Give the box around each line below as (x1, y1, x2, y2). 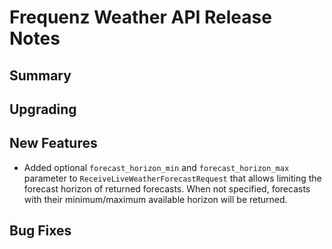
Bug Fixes (9, 222, 72, 240)
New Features (9, 135, 98, 152)
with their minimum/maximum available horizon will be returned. (23, 193, 288, 205)
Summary (9, 67, 72, 84)
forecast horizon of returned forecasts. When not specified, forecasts (23, 182, 311, 195)
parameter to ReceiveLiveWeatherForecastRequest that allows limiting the (23, 172, 322, 184)
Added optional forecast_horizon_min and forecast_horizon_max (23, 161, 290, 173)
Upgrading (9, 101, 77, 118)
